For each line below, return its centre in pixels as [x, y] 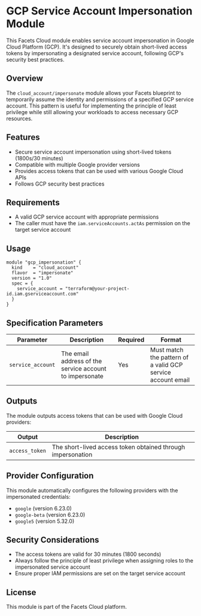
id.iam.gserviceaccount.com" [42, 294]
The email [75, 354]
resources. [19, 118]
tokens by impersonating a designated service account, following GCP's [95, 53]
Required [131, 340]
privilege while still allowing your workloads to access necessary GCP [92, 112]
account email [170, 380]
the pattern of [170, 357]
